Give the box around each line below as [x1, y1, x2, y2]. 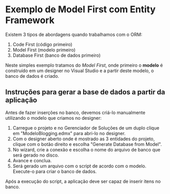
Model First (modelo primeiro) [12, 47, 76, 53]
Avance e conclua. [12, 157, 52, 163]
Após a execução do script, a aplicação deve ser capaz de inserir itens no [5, 178, 161, 184]
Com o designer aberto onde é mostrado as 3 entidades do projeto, [12, 136, 155, 142]
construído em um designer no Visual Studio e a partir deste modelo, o [5, 68, 154, 74]
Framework [5, 14, 55, 26]
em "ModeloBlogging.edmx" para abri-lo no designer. [12, 130, 126, 136]
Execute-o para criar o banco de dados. [12, 168, 97, 175]
